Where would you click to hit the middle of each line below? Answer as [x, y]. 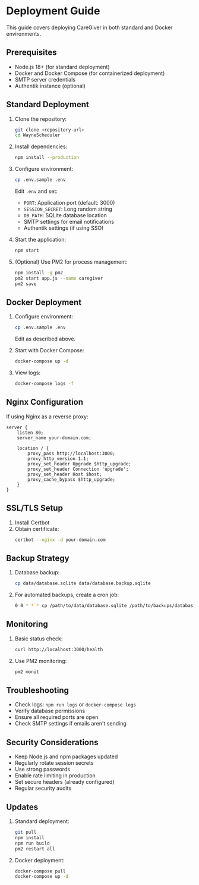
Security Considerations [53, 742]
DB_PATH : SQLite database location [65, 215]
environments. [24, 33]
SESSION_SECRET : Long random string [68, 209]
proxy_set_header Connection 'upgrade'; [78, 469]
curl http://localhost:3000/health [59, 649]
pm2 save [26, 284]
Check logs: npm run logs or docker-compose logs [75, 705]
